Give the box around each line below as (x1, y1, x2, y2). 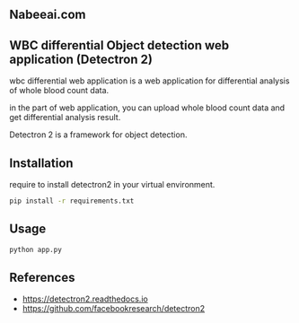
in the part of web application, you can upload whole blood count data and (9, 102, 286, 113)
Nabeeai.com (9, 7, 86, 22)
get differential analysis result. (9, 112, 121, 123)
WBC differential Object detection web (9, 38, 230, 53)
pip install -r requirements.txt (9, 196, 135, 205)
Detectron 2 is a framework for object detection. (9, 129, 188, 140)
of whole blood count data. (9, 85, 110, 96)
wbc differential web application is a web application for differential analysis (9, 75, 290, 86)
